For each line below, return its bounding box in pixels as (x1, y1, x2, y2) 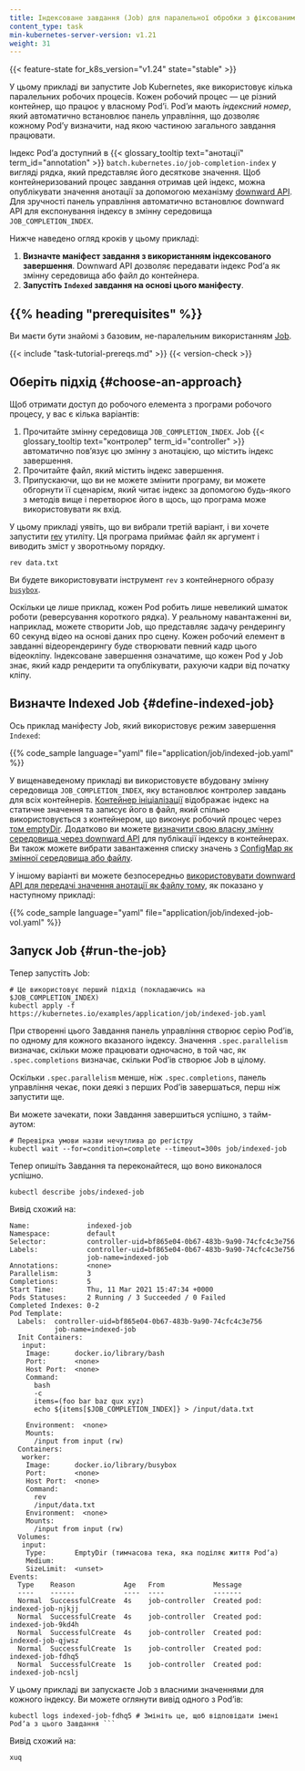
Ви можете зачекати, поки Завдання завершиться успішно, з (9, 1109, 248, 1120)
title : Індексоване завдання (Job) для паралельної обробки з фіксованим (9, 13, 296, 23)
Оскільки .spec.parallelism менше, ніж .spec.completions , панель (9, 1072, 267, 1082)
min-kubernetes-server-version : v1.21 (9, 30, 157, 39)
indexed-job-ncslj (9, 1668, 79, 1677)
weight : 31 (9, 38, 51, 48)
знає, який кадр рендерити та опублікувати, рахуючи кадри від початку (9, 659, 290, 670)
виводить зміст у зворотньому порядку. (9, 540, 166, 552)
